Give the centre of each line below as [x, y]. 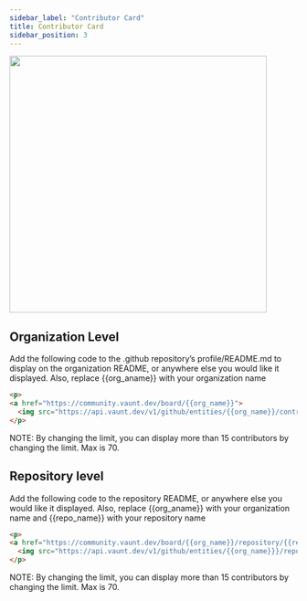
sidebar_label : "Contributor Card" [77, 18]
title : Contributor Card [57, 26]
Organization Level [64, 337]
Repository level [57, 476]
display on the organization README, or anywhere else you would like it [144, 369]
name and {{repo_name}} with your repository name [108, 518]
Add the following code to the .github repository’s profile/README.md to [145, 359]
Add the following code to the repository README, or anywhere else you [146, 498]
